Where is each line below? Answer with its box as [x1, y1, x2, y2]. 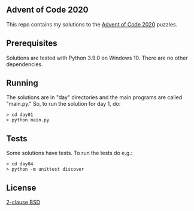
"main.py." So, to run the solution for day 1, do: [6, 100, 121, 108]
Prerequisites [6, 38, 57, 49]
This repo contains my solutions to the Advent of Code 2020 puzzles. [6, 20, 178, 28]
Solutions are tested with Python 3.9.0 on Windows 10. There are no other [6, 54, 188, 61]
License [6, 183, 37, 193]
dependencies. [6, 60, 43, 68]
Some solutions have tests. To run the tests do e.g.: [6, 150, 133, 157]
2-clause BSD [6, 198, 41, 206]
